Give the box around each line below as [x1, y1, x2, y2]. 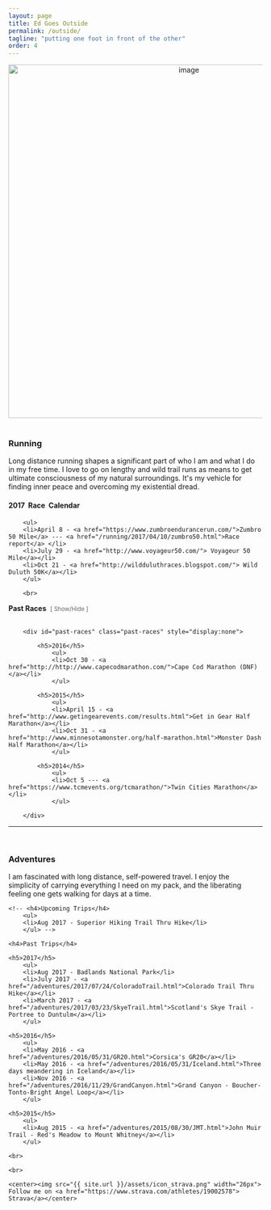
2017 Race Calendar [8, 500, 81, 510]
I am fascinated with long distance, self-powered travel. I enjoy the [8, 871, 230, 881]
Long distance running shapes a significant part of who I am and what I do [8, 456, 256, 466]
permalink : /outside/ [8, 27, 81, 35]
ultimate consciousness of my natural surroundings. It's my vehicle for [8, 474, 242, 483]
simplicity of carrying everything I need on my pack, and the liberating [8, 880, 242, 890]
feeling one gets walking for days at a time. [8, 888, 152, 898]
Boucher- [231, 1081, 262, 1090]
